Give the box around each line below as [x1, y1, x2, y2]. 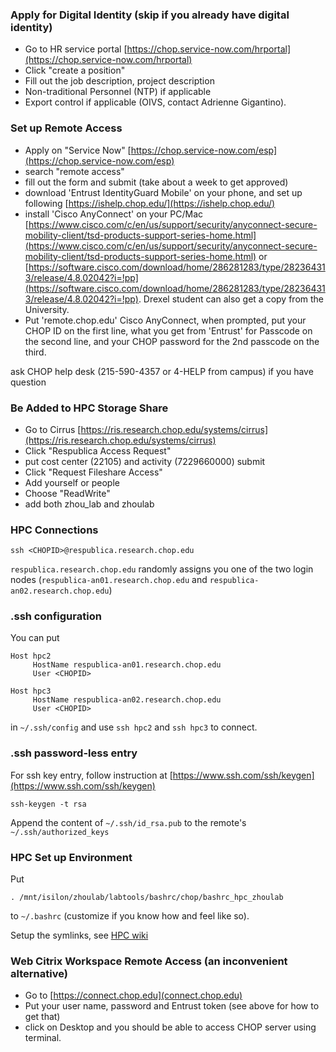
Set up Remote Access [10, 121, 123, 135]
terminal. [24, 1032, 62, 1044]
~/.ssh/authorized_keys [10, 827, 110, 837]
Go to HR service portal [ [24, 43, 128, 55]
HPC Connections [10, 523, 99, 537]
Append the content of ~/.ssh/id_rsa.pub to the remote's [10, 816, 247, 828]
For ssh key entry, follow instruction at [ [10, 769, 173, 781]
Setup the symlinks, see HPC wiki [10, 929, 149, 942]
